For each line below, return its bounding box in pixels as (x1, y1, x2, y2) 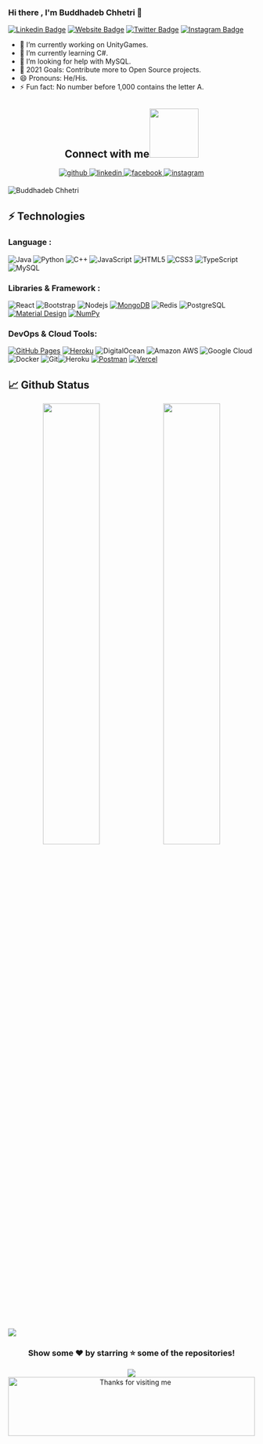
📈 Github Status (8, 378, 90, 392)
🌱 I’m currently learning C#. (19, 49, 108, 58)
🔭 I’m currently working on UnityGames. (19, 40, 149, 49)
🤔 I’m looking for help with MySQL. (19, 57, 131, 66)
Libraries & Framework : (8, 283, 100, 294)
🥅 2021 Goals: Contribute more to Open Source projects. (19, 65, 202, 75)
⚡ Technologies (8, 210, 85, 223)
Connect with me (64, 147, 150, 160)
